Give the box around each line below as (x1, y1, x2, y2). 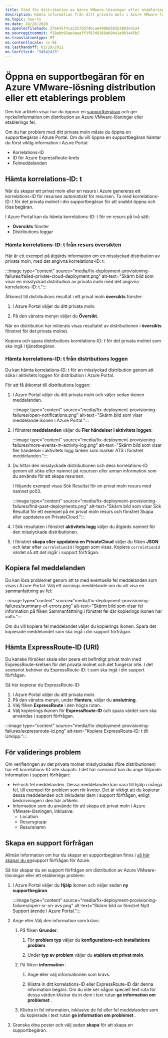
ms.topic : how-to (5, 17, 41, 22)
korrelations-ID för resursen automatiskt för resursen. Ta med (5, 194, 132, 200)
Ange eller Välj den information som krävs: (12, 918, 100, 924)
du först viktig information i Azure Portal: (5, 140, 89, 146)
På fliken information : (19, 962, 66, 968)
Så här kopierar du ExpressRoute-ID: (5, 682, 81, 688)
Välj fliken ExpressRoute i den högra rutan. (12, 703, 101, 709)
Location (19, 813, 38, 820)
